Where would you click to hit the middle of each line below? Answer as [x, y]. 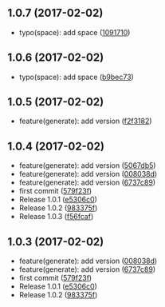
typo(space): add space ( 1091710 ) [75, 32]
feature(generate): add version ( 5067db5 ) [87, 165]
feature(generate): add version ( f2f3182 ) [85, 121]
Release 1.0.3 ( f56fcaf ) [56, 217]
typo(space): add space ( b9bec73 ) [77, 77]
